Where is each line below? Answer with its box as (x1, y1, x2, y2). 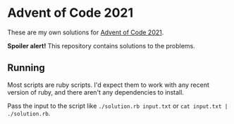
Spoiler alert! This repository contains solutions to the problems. (7, 41, 195, 50)
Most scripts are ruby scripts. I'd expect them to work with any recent (7, 81, 209, 89)
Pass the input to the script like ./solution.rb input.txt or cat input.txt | (7, 102, 228, 110)
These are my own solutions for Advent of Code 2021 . (7, 28, 164, 36)
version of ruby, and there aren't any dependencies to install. (7, 88, 185, 96)
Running (7, 62, 46, 74)
